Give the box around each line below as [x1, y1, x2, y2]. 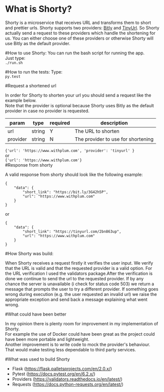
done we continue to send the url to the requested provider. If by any [5, 275, 144, 281]
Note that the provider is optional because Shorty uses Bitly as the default [5, 102, 154, 108]
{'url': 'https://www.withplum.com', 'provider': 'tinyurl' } [5, 148, 135, 153]
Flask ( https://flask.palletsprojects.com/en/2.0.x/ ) [12, 366, 112, 371]
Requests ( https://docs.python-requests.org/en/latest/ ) [12, 381, 124, 387]
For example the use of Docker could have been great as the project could [5, 331, 155, 337]
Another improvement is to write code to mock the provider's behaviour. [5, 342, 150, 347]
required [49, 119, 70, 126]
